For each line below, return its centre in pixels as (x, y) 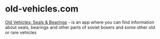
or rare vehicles (21, 32)
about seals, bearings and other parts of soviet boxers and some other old (80, 27)
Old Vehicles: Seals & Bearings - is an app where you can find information (80, 22)
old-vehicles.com (42, 9)
